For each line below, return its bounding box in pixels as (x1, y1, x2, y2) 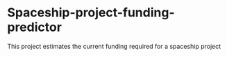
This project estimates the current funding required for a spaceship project (7, 42, 221, 50)
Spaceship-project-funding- (7, 5, 175, 21)
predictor (7, 19, 62, 35)
